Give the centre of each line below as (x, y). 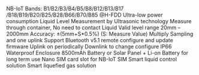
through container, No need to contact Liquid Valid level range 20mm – (94, 27)
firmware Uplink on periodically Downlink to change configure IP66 (89, 46)
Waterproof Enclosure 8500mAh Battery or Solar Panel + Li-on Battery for (97, 53)
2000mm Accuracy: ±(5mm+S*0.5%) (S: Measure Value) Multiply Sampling (100, 34)
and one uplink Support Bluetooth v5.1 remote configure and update (90, 40)
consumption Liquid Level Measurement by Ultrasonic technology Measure (99, 21)
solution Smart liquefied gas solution (52, 65)
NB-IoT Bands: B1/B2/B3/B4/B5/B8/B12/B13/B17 (65, 9)
